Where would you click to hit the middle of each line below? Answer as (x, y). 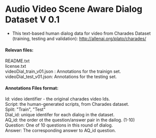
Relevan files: (19, 50)
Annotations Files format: (32, 88)
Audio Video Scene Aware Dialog (74, 9)
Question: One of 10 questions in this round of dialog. (59, 125)
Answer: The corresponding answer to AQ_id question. (61, 131)
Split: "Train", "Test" (25, 109)
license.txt (16, 66)
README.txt (17, 61)
